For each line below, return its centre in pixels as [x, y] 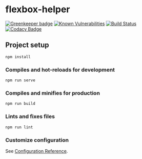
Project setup [27, 45]
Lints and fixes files [30, 117]
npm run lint [19, 127]
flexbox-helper [38, 9]
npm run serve [21, 80]
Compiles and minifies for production [53, 93]
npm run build [21, 104]
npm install [18, 57]
